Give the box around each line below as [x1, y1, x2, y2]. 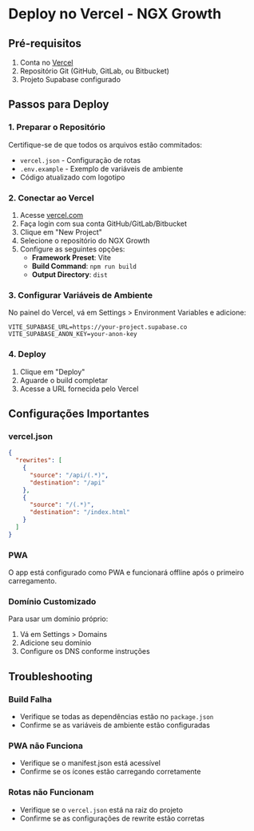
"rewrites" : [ [15, 457, 62, 465]
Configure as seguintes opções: [19, 244, 125, 254]
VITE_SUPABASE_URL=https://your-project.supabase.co [8, 323, 188, 331]
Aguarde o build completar [19, 375, 108, 385]
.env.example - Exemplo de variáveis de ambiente [19, 164, 184, 173]
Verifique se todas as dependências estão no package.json [19, 712, 214, 722]
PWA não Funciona [8, 740, 84, 751]
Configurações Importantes [8, 406, 149, 420]
